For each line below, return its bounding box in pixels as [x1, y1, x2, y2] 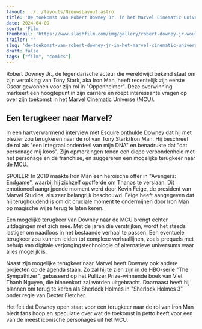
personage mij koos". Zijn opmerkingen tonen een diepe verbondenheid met [6, 148, 195, 155]
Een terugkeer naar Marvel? [6, 113, 113, 123]
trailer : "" [6, 37, 36, 43]
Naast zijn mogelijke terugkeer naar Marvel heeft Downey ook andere [6, 260, 178, 267]
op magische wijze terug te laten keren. [6, 204, 104, 212]
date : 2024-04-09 [6, 20, 50, 26]
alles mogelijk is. [6, 248, 47, 256]
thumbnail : [6, 31, 34, 37]
